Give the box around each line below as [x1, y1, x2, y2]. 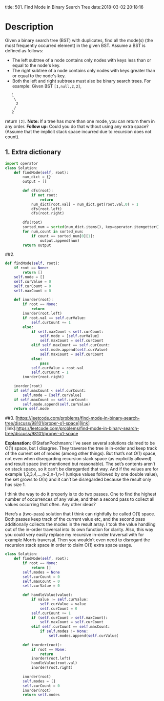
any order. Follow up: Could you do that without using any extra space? [5, 123, 149, 129]
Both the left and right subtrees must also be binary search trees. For [12, 78, 151, 84]
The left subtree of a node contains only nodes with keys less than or [12, 57, 151, 63]
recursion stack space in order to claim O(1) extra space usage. [5, 542, 133, 548]
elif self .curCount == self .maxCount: [31, 624, 110, 629]
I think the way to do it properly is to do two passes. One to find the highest [5, 491, 157, 497]
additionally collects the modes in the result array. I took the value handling [5, 521, 156, 527]
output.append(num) [40, 238, 80, 243]
